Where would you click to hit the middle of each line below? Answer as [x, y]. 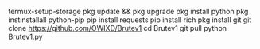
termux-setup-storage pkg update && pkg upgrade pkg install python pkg [128, 11]
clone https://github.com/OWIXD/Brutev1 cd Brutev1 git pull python [118, 28]
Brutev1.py [25, 36]
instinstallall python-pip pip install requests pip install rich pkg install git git [130, 20]
